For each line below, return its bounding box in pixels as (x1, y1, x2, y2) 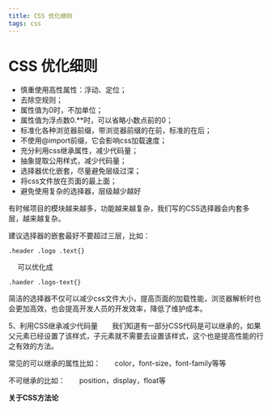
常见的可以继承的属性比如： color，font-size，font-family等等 (8, 358, 227, 369)
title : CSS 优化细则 (8, 11, 73, 20)
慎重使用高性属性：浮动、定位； (19, 85, 127, 95)
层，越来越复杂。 (8, 214, 62, 224)
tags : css (8, 19, 42, 28)
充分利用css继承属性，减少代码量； (19, 146, 139, 156)
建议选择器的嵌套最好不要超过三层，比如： (8, 231, 151, 241)
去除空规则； (19, 95, 63, 105)
